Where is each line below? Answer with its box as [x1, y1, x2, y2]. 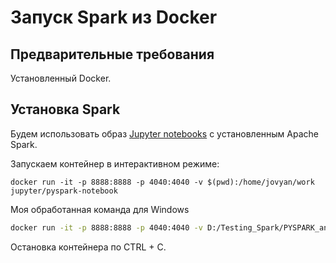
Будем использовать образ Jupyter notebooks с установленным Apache [10, 127, 319, 140]
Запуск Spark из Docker [10, 6, 218, 29]
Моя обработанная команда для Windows [10, 203, 190, 215]
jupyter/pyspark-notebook [10, 186, 118, 196]
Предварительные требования [10, 46, 215, 63]
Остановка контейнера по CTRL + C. [10, 241, 167, 253]
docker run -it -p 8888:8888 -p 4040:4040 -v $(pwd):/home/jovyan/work [10, 177, 315, 187]
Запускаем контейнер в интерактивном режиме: [10, 157, 220, 170]
